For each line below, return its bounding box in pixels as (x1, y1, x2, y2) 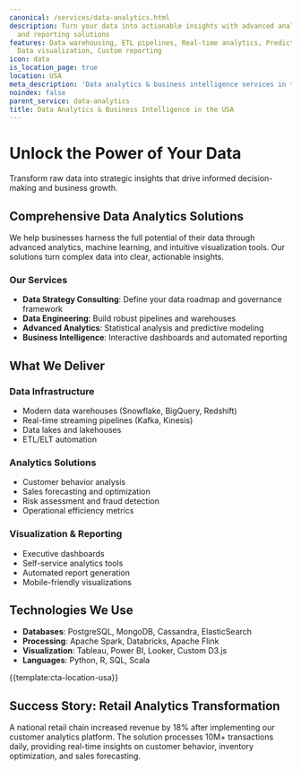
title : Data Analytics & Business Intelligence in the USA (9, 105, 235, 114)
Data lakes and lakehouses (21, 424, 122, 435)
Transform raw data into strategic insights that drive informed (9, 173, 236, 184)
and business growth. (38, 183, 118, 194)
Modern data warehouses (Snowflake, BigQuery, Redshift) (21, 405, 237, 416)
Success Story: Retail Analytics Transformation (9, 698, 280, 714)
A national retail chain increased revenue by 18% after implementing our (9, 722, 275, 733)
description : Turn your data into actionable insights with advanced (9, 22, 275, 30)
